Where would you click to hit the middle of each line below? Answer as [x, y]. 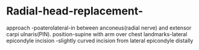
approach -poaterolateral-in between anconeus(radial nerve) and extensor [99, 28]
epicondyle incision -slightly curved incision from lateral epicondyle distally [100, 40]
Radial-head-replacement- [75, 11]
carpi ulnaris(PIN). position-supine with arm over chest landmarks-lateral [97, 34]
